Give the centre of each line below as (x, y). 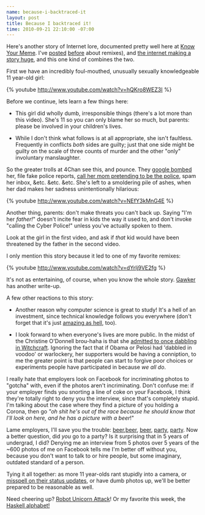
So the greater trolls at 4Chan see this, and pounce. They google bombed (99, 169)
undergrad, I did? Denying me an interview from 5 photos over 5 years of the (103, 443)
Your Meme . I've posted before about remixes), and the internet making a (99, 53)
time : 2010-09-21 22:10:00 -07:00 (50, 29)
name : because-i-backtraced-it (46, 12)
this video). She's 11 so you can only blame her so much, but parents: (102, 120)
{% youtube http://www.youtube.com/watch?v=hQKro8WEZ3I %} (89, 90)
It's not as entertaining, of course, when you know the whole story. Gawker (101, 280)
